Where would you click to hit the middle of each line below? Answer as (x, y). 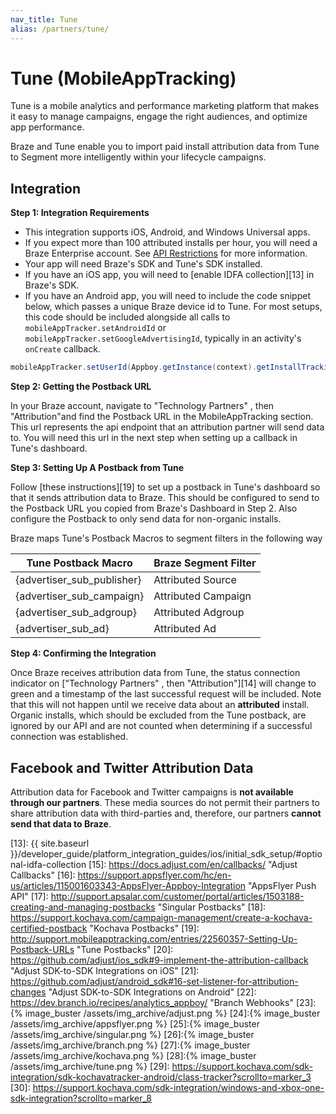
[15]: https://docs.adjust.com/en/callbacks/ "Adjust (193, 864)
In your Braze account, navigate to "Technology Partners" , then (142, 406)
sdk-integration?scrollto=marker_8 (81, 1098)
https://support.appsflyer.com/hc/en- (154, 875)
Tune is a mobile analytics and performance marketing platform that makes (165, 106)
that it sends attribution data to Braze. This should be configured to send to (165, 498)
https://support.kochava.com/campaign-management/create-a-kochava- (161, 917)
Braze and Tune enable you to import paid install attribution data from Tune (165, 147)
